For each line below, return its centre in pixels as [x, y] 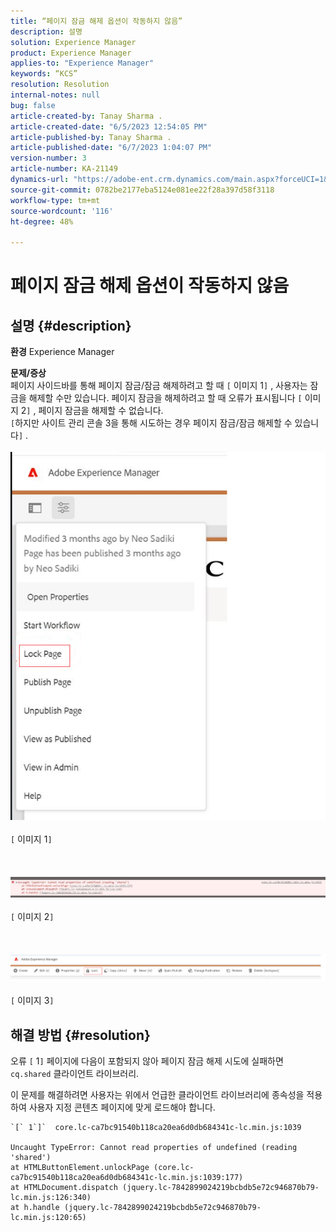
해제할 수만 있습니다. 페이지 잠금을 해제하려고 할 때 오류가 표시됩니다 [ [165, 398]
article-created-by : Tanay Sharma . [86, 116]
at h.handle [35, 1208]
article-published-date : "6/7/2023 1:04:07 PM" [111, 148]
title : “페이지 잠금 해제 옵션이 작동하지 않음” [96, 21]
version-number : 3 [48, 158]
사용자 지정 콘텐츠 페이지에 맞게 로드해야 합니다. [122, 1107]
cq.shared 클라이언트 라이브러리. [75, 1074]
